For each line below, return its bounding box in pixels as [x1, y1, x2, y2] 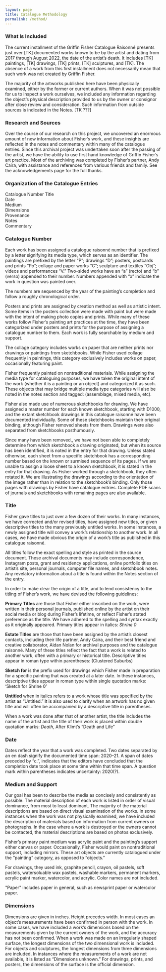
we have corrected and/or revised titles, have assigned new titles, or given [5, 519, 158, 525]
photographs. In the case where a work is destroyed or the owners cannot [5, 824, 157, 830]
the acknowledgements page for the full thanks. [5, 167, 103, 173]
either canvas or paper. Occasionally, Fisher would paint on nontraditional [5, 844, 156, 850]
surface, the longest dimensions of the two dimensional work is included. [5, 940, 155, 946]
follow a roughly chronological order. [5, 293, 80, 299]
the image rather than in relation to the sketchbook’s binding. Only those [5, 479, 153, 485]
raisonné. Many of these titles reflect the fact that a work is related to [5, 647, 146, 653]
